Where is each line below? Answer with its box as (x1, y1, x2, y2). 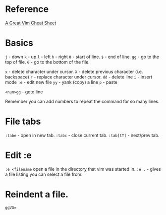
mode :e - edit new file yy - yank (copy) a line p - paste (5, 79, 118, 85)
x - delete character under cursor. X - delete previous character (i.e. (5, 69, 143, 74)
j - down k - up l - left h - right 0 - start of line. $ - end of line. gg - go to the (5, 54, 160, 60)
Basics (5, 37, 34, 49)
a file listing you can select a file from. (5, 171, 83, 177)
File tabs (5, 116, 41, 127)
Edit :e (5, 150, 32, 161)
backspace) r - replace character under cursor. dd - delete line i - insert (5, 73, 153, 80)
